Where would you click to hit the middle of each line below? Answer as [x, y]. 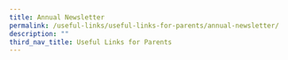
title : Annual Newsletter [57, 17]
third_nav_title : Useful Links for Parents [91, 42]
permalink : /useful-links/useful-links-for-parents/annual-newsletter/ [144, 26]
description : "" [39, 34]
